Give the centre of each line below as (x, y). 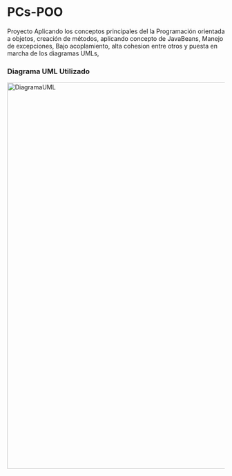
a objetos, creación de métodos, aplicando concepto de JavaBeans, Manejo (115, 38)
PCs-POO (35, 12)
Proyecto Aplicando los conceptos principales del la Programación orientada (116, 31)
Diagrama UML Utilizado (49, 71)
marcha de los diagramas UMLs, (53, 53)
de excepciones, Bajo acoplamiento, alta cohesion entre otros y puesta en (112, 46)
